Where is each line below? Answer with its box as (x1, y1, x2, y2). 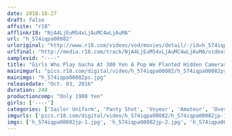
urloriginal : (7, 42, 45, 49)
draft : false (7, 16, 45, 23)
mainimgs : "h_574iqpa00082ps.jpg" (7, 73, 107, 81)
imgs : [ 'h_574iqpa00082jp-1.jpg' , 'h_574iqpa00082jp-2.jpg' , (7, 118, 187, 126)
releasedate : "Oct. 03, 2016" (7, 80, 95, 87)
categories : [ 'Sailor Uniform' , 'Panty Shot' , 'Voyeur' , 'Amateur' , (7, 106, 209, 113)
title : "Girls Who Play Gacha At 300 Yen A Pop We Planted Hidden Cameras (7, 61, 227, 68)
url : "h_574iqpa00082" (7, 36, 72, 43)
